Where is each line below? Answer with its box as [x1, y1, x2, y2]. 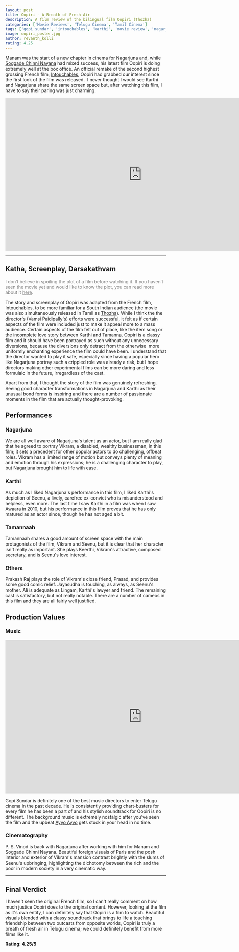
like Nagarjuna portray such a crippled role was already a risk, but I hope [5, 359, 158, 365]
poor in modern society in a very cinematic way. [5, 865, 106, 872]
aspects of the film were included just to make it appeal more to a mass [5, 321, 156, 327]
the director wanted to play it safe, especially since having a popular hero [5, 353, 160, 359]
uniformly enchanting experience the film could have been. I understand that [5, 348, 166, 354]
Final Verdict [5, 885, 46, 894]
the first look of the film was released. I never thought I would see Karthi [5, 76, 158, 82]
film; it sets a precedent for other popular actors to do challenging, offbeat [5, 448, 162, 455]
